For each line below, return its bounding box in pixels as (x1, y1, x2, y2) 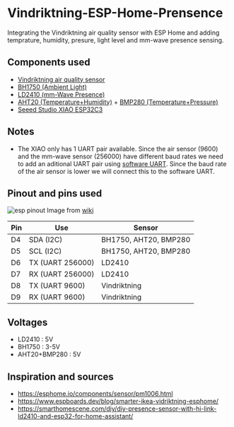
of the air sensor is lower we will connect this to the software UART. (17, 167, 216, 175)
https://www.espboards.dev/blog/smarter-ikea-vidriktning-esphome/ (17, 397, 219, 405)
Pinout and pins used (7, 187, 103, 199)
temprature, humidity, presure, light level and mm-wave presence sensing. (7, 35, 224, 44)
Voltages (7, 316, 48, 328)
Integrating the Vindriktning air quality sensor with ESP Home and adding (7, 28, 220, 37)
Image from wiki (47, 206, 94, 215)
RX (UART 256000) (28, 269, 95, 279)
